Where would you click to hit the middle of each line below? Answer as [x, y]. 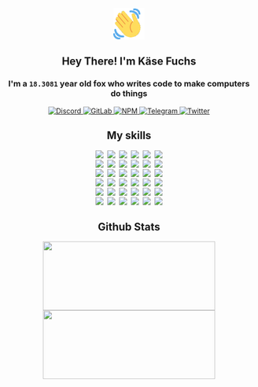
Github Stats [129, 227]
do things [129, 94]
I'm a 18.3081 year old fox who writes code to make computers [129, 84]
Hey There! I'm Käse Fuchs [129, 62]
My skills [129, 136]
